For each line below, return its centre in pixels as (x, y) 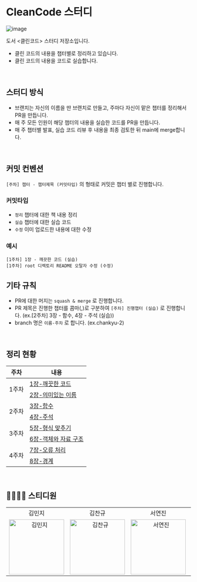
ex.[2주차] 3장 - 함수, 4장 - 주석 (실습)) (69, 315)
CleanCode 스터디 (49, 12)
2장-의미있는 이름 (53, 394)
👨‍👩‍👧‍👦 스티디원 (31, 496)
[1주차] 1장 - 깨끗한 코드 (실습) (42, 260)
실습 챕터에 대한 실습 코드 (43, 222)
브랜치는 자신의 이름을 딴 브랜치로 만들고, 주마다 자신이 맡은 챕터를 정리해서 (101, 108)
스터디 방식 (25, 93)
